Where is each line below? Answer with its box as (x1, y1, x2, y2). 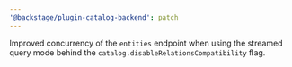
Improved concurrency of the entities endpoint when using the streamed (9, 38, 283, 48)
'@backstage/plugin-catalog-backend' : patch (9, 13, 179, 22)
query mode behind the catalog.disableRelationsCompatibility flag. (9, 46, 266, 58)
